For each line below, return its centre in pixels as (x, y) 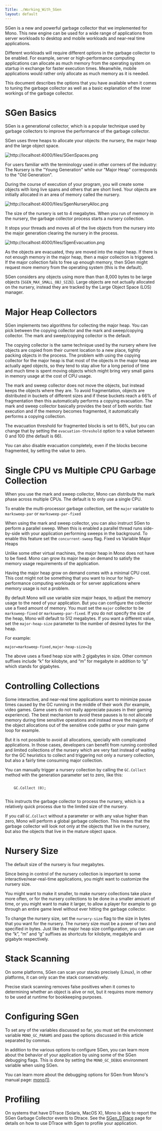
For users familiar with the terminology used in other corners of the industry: (81, 165)
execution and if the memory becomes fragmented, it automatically (72, 411)
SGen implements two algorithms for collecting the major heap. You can (77, 325)
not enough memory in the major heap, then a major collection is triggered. (80, 257)
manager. (15, 292)
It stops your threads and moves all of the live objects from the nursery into (80, 228)
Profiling (22, 1099)
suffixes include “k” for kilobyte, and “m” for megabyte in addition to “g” (77, 661)
